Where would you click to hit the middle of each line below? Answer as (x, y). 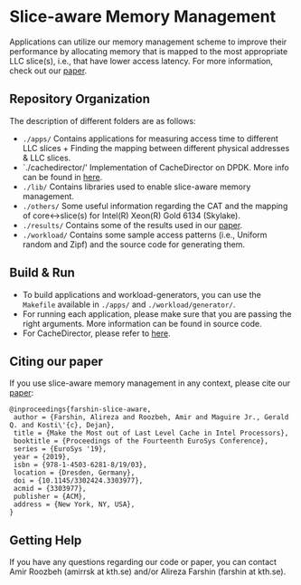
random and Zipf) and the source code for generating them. (134, 244)
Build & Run (42, 273)
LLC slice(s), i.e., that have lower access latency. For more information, (141, 61)
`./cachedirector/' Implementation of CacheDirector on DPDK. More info (155, 167)
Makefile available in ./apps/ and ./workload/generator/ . (129, 304)
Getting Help (46, 540)
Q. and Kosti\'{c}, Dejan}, (62, 426)
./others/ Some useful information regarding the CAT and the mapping (155, 206)
